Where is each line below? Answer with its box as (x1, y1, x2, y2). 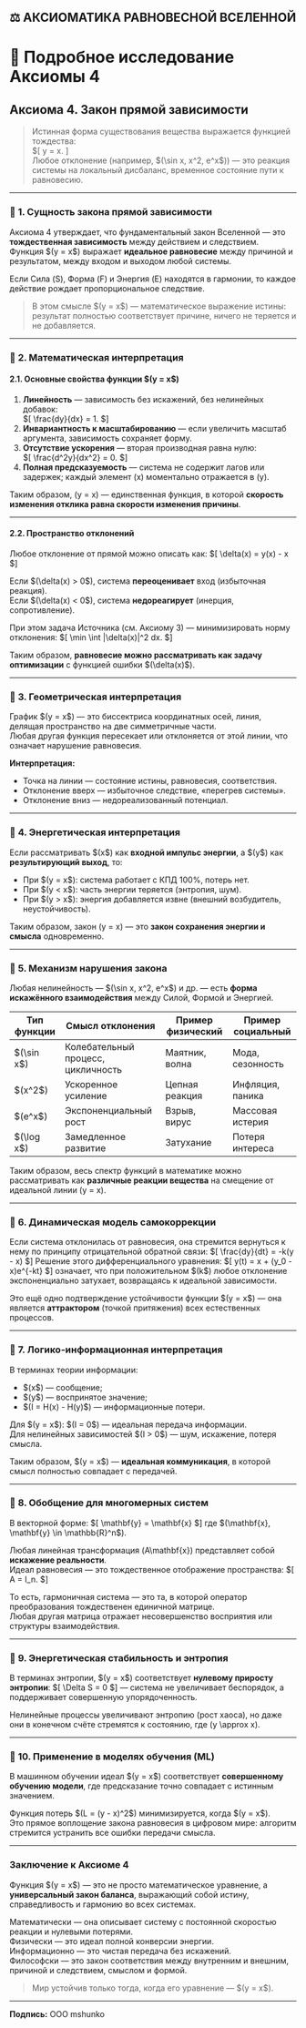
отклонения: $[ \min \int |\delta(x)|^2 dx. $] (9, 632, 173, 643)
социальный (233, 1024, 291, 1037)
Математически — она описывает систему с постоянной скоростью (9, 1916, 277, 1927)
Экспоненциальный (65, 1104, 153, 1116)
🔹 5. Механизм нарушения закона (9, 962, 168, 974)
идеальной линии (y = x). (9, 1184, 107, 1195)
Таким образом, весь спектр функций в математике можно (9, 1165, 242, 1176)
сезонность (231, 1057, 284, 1070)
